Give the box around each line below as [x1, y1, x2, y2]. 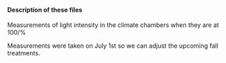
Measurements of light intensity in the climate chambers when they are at [7, 21, 219, 29]
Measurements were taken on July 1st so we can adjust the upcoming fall [7, 42, 219, 50]
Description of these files [7, 6, 83, 14]
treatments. [7, 49, 41, 57]
